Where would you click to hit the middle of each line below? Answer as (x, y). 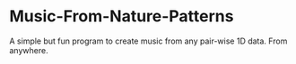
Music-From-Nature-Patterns (122, 16)
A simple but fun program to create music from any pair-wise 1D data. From (148, 41)
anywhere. (29, 50)
